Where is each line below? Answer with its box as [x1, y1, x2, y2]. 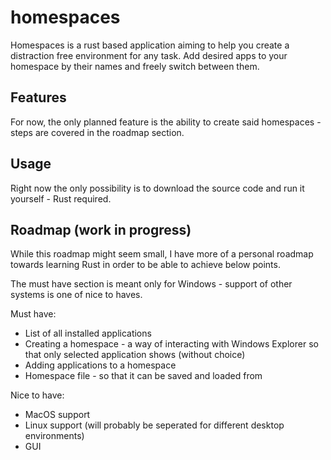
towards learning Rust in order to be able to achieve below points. [10, 259, 281, 271]
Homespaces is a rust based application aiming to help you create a [10, 39, 290, 51]
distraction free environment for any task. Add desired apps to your [10, 49, 288, 61]
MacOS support [24, 409, 91, 421]
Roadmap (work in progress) [10, 221, 192, 238]
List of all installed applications [24, 327, 152, 340]
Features [10, 89, 67, 106]
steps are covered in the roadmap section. [10, 126, 185, 138]
